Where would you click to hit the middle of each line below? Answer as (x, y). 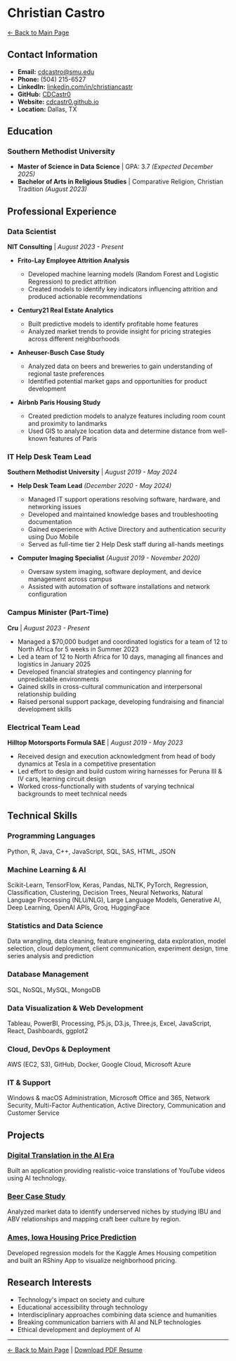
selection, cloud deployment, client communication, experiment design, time (118, 948)
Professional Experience (62, 211)
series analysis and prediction (51, 956)
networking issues (54, 507)
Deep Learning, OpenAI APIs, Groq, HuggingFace (79, 907)
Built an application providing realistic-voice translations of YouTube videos (116, 1171)
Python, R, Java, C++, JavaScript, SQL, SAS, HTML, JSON (92, 851)
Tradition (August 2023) (52, 189)
